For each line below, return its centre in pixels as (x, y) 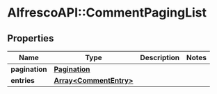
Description (160, 58)
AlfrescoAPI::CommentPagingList (107, 13)
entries (23, 81)
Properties (31, 38)
